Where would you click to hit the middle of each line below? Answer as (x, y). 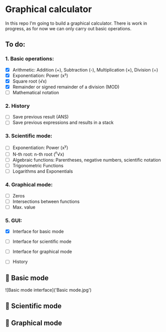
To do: (15, 45)
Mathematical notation (36, 92)
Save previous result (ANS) (40, 117)
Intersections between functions (46, 201)
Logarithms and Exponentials (43, 171)
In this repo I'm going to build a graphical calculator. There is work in (76, 23)
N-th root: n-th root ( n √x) (38, 154)
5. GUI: (14, 220)
